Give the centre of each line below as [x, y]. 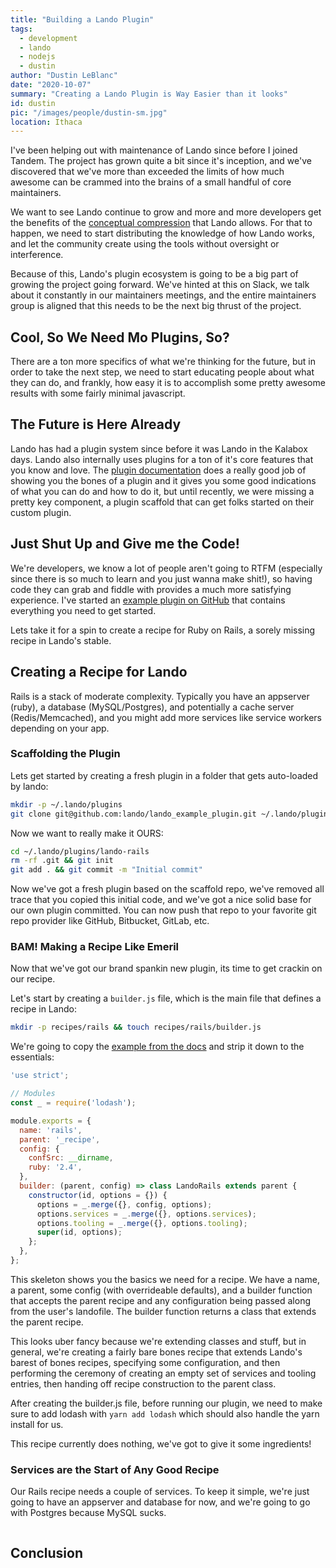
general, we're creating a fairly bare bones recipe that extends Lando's [156, 1352]
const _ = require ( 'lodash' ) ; [73, 1103]
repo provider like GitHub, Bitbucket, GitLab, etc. [110, 921]
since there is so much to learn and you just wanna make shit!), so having [161, 578]
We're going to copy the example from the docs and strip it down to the [157, 1047]
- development [48, 38]
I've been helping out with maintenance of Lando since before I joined [154, 150]
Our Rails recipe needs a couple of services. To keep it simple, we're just [160, 1492]
